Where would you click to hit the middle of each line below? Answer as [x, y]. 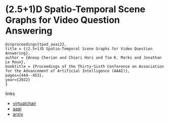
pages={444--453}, [25, 75]
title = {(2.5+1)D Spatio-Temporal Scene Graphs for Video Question [79, 49]
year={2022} [18, 79]
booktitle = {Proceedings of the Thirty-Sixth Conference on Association [85, 66]
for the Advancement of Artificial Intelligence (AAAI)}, [68, 71]
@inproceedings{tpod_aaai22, [36, 44]
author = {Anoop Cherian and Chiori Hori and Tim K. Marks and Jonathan [83, 57]
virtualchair [24, 103]
